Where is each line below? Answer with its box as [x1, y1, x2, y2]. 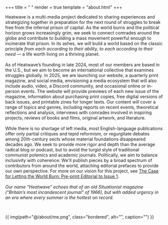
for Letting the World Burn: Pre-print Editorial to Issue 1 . [5, 173, 119, 179]
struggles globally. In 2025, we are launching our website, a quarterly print [5, 72, 158, 78]
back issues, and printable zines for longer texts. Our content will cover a [5, 99, 156, 104]
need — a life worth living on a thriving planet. [5, 51, 100, 57]
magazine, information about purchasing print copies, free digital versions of [5, 93, 163, 99]
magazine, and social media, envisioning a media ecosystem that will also [5, 77, 157, 83]
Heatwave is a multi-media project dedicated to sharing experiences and [5, 14, 155, 19]
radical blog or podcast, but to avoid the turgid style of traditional [5, 147, 139, 152]
